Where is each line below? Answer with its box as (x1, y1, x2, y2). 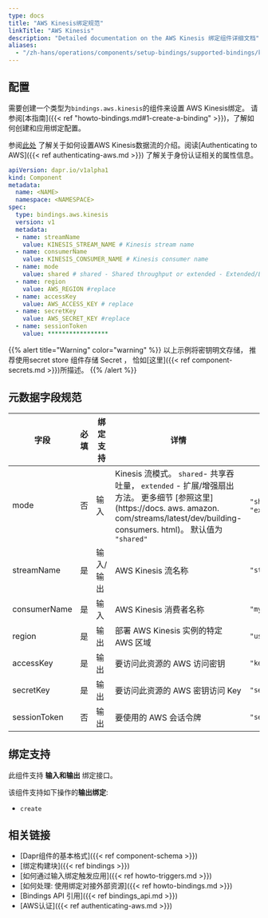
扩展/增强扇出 (183, 480, 235, 491)
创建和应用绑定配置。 (14, 123, 85, 133)
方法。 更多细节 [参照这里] (114, 492, 214, 503)
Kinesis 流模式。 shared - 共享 (114, 468, 227, 479)
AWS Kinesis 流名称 (114, 565, 189, 576)
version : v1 (15, 218, 56, 226)
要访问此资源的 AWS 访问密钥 (114, 657, 226, 669)
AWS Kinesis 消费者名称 (114, 604, 205, 615)
